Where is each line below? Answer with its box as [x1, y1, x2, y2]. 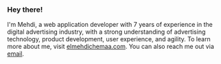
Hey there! [7, 5, 43, 14]
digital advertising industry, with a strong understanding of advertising [7, 28, 206, 36]
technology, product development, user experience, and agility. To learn [7, 35, 211, 43]
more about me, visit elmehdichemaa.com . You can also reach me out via [7, 43, 214, 51]
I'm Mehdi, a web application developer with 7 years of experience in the [7, 21, 213, 29]
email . [7, 50, 25, 58]
